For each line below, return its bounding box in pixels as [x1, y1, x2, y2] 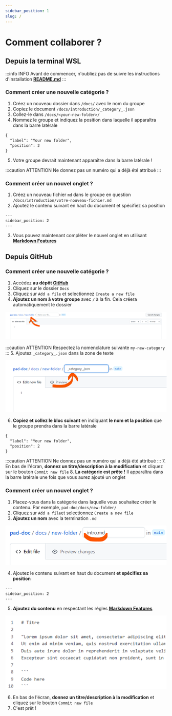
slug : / [5, 13, 22, 19]
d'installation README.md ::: [5, 76, 67, 82]
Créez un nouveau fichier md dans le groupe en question [12, 191, 132, 198]
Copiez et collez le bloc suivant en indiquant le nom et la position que [12, 417, 162, 423]
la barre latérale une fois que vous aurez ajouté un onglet [5, 474, 126, 480]
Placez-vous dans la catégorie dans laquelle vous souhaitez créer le [12, 498, 157, 505]
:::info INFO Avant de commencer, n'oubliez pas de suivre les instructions [5, 70, 160, 76]
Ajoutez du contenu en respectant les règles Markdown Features [12, 605, 153, 611]
